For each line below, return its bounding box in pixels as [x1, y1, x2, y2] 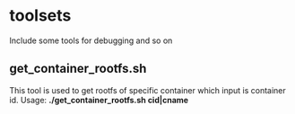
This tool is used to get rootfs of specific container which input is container [9, 84, 287, 95]
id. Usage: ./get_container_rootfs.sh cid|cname [9, 94, 189, 105]
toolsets [9, 5, 72, 26]
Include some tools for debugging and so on [9, 35, 173, 46]
